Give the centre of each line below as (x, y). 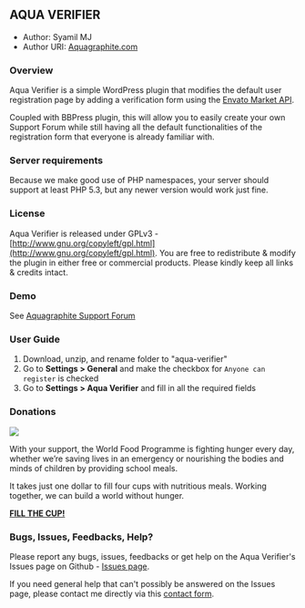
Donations (33, 412)
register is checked (61, 378)
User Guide (35, 339)
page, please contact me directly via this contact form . (112, 593)
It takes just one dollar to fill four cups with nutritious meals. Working (138, 486)
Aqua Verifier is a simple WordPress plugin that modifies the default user (146, 90)
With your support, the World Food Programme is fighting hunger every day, (152, 448)
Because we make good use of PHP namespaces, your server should (139, 180)
